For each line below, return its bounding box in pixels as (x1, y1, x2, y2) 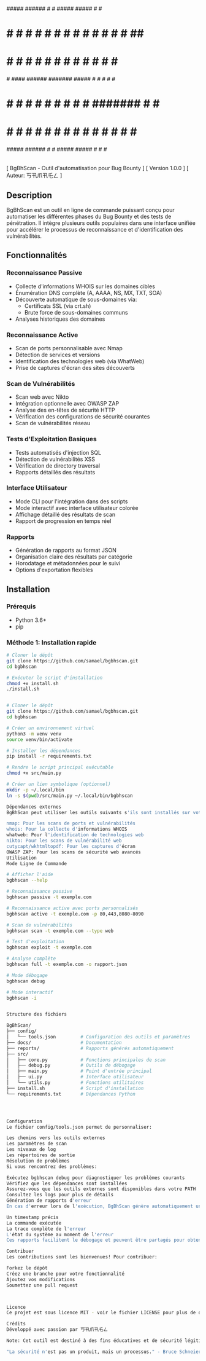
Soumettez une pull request (6, 1282, 78, 1288)
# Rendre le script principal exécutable (6, 764, 114, 771)
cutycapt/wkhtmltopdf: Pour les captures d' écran (6, 843, 136, 849)
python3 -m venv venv (6, 731, 62, 737)
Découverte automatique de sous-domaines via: (15, 296, 137, 303)
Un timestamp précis (6, 1214, 59, 1220)
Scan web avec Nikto (15, 393, 69, 401)
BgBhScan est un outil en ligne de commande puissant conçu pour (6, 206, 175, 213)
